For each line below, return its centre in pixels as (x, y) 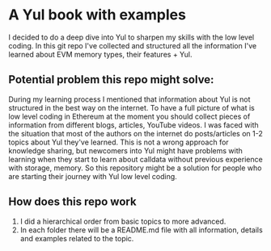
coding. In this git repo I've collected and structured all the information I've (133, 45)
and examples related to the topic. (77, 238)
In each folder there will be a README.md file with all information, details (141, 230)
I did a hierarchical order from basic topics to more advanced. (123, 221)
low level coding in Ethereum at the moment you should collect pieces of (129, 116)
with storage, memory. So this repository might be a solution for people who (135, 168)
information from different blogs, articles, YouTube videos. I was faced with (133, 125)
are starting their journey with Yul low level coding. (93, 176)
